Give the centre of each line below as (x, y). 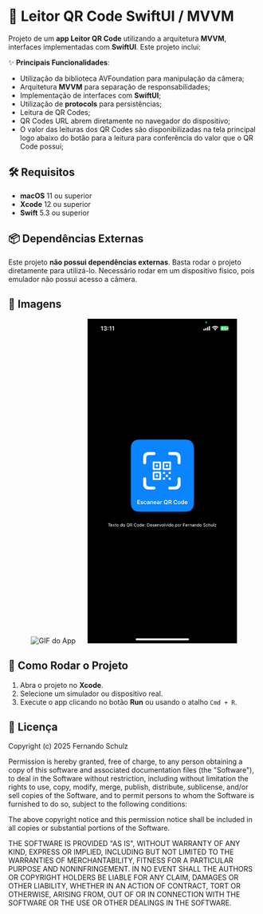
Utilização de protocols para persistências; (90, 104)
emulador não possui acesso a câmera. (73, 279)
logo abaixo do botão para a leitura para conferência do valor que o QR (136, 137)
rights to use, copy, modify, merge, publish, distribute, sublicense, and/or (128, 787)
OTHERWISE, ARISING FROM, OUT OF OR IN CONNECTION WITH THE (124, 895)
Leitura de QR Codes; (55, 112)
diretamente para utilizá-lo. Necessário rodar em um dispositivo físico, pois (131, 270)
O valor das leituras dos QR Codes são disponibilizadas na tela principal (138, 129)
